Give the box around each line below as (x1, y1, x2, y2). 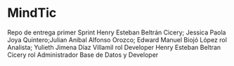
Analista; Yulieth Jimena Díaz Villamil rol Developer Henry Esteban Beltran (7, 43, 221, 51)
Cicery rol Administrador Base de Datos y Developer (7, 51, 159, 59)
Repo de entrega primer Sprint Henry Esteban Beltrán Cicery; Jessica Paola (7, 28, 226, 37)
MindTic (7, 5, 57, 21)
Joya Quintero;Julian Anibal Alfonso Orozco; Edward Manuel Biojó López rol (7, 35, 227, 44)
